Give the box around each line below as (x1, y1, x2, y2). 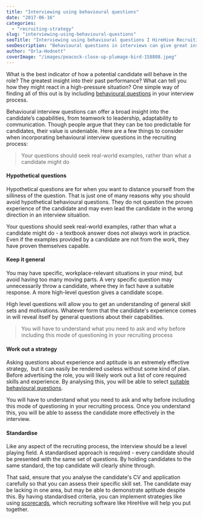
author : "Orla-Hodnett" (6, 48, 66, 54)
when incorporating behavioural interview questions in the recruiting (6, 134, 176, 141)
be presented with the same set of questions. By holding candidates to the (6, 455, 192, 463)
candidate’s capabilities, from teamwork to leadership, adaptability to (6, 114, 178, 122)
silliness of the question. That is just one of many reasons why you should (6, 192, 190, 199)
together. (6, 506, 29, 513)
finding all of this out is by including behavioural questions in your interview (6, 90, 195, 97)
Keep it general (6, 256, 45, 263)
